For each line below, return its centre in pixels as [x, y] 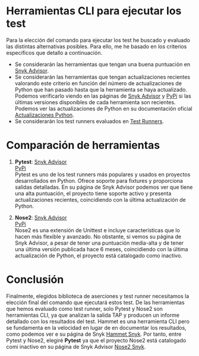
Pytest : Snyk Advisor [41, 161]
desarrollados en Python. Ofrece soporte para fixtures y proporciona [99, 180]
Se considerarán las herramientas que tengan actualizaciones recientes [102, 77]
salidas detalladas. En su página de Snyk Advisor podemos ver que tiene [104, 187]
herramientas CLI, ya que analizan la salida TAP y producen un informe [93, 315]
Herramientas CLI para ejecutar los [94, 11]
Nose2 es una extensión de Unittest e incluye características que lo [97, 230]
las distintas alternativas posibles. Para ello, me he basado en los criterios [97, 46]
